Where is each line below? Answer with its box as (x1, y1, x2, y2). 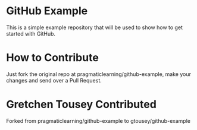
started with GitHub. (6, 30, 55, 37)
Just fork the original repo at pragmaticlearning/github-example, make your (6, 70, 192, 78)
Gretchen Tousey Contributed (6, 98, 157, 111)
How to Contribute (6, 51, 99, 65)
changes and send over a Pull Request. (6, 77, 102, 84)
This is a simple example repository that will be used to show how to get (6, 24, 183, 31)
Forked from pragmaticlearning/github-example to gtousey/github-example (6, 117, 190, 124)
